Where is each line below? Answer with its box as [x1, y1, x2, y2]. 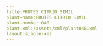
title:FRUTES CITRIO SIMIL [6, 8, 74, 15]
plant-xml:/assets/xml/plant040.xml [6, 25, 98, 32]
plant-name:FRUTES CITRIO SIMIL [6, 14, 87, 20]
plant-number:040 [6, 20, 50, 26]
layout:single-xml [6, 31, 52, 37]
